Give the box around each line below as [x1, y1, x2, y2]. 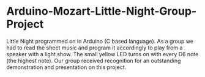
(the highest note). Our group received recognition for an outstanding [6, 57, 181, 64]
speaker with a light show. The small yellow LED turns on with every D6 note [6, 50, 199, 57]
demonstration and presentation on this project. [6, 63, 127, 71]
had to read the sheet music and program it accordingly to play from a [6, 44, 183, 51]
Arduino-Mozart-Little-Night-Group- [6, 4, 197, 18]
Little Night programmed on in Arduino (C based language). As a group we [6, 37, 194, 45]
